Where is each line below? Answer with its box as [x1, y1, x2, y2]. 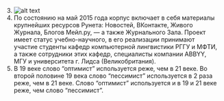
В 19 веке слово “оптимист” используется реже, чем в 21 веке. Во [13, 65, 208, 72]
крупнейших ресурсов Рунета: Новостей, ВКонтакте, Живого [13, 21, 193, 29]
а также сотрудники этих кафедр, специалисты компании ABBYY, [13, 50, 207, 58]
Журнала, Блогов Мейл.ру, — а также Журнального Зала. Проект [13, 28, 206, 36]
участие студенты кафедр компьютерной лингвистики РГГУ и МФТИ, [13, 43, 218, 50]
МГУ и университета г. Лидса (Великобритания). [13, 57, 156, 65]
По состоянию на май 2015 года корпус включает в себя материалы [13, 14, 215, 22]
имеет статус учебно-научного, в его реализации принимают [13, 35, 195, 44]
